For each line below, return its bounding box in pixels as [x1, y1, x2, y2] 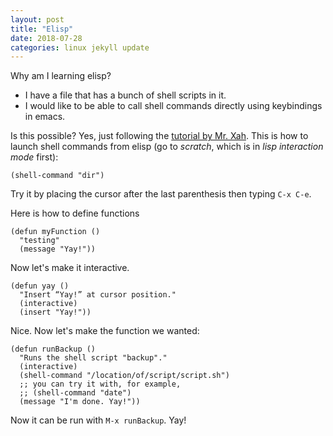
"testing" [19, 236, 60, 246]
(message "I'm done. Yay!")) [19, 397, 141, 407]
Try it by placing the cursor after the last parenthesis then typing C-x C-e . [10, 188, 312, 200]
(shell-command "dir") [10, 171, 105, 181]
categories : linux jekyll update [10, 42, 150, 53]
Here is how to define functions [10, 207, 140, 220]
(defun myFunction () [10, 227, 101, 237]
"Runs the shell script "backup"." [19, 353, 168, 363]
